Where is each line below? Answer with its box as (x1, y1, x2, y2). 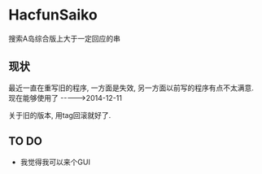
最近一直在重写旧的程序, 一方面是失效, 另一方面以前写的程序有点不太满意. (8, 83, 254, 93)
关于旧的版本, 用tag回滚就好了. (8, 110, 111, 120)
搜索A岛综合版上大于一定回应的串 (8, 33, 120, 43)
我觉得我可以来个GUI (20, 157, 91, 167)
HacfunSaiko (8, 6, 98, 24)
